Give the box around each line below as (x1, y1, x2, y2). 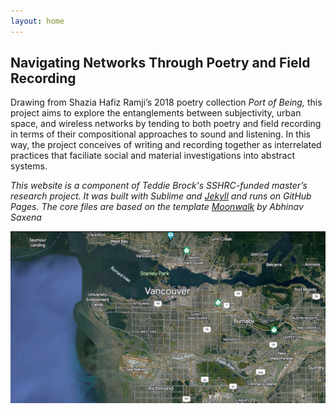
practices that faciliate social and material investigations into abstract (10, 150, 296, 162)
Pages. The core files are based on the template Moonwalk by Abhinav (10, 201, 304, 213)
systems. (10, 160, 48, 172)
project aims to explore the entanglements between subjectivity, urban (10, 107, 302, 119)
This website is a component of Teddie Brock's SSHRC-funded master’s (10, 180, 308, 192)
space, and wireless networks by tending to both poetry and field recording (10, 118, 322, 130)
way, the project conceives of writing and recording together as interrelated (10, 139, 322, 151)
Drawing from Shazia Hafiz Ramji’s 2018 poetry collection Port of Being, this (10, 96, 323, 109)
